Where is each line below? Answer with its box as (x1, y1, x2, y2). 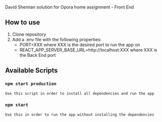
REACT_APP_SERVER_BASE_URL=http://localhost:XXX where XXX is (19, 47, 158, 53)
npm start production (5, 81, 57, 87)
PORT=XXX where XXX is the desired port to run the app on (19, 42, 140, 48)
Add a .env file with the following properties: (12, 36, 102, 42)
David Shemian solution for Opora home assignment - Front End (5, 4, 134, 10)
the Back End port (19, 52, 56, 58)
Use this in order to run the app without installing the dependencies (5, 112, 154, 117)
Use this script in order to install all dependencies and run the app (5, 91, 154, 96)
